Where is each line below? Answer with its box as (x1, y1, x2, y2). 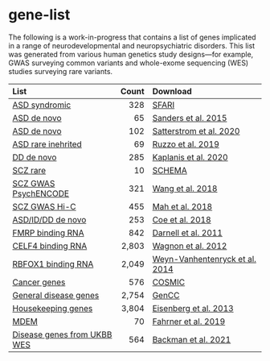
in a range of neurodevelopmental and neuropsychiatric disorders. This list (8, 40, 256, 50)
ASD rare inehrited (12, 139, 82, 150)
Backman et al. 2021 (152, 334, 231, 345)
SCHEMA (152, 164, 187, 176)
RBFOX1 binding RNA (12, 258, 94, 269)
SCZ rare (12, 164, 47, 176)
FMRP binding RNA (12, 227, 84, 239)
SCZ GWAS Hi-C (12, 201, 76, 212)
